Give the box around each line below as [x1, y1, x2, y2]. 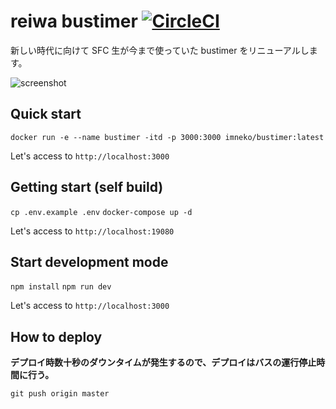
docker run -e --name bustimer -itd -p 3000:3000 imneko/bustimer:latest [10, 132, 325, 142]
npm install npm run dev [10, 282, 112, 292]
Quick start [10, 106, 82, 123]
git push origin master [10, 389, 110, 399]
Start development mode [10, 253, 169, 270]
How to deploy [10, 328, 103, 345]
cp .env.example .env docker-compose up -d [10, 207, 193, 217]
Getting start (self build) [10, 179, 164, 196]
